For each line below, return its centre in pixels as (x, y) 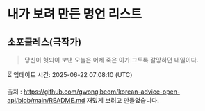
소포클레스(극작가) (44, 42)
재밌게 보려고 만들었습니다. (123, 100)
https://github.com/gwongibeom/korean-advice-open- (102, 92)
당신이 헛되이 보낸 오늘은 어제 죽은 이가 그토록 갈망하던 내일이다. (111, 60)
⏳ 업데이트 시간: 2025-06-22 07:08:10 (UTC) (70, 75)
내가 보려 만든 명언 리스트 (75, 14)
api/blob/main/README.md (46, 100)
